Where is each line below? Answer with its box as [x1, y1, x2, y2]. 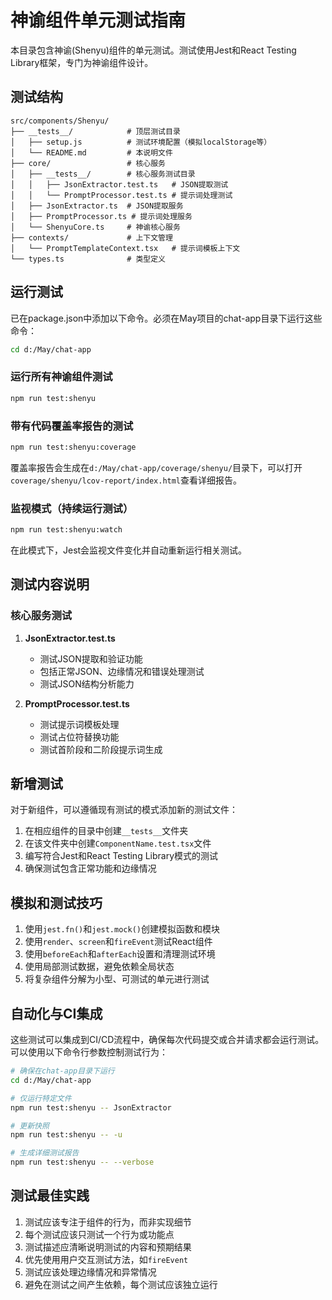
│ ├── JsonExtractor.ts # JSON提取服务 [10, 201, 184, 211]
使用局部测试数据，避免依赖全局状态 [24, 961, 175, 973]
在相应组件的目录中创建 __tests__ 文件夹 [24, 825, 189, 837]
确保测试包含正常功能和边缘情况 [24, 862, 157, 875]
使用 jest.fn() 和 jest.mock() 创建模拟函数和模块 [24, 923, 220, 935]
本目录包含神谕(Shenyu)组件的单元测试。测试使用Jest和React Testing [10, 44, 297, 56]
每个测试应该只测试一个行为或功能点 [24, 1228, 175, 1240]
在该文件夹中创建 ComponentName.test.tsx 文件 [24, 837, 212, 850]
